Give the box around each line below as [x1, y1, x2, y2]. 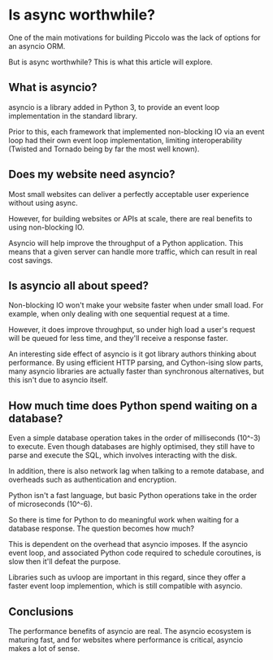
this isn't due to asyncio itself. [8, 375, 108, 385]
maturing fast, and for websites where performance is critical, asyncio [8, 635, 244, 645]
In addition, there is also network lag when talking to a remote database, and [8, 466, 265, 476]
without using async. [8, 198, 79, 208]
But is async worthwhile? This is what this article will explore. [8, 57, 213, 67]
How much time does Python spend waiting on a [8, 399, 258, 413]
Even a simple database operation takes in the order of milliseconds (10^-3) [8, 433, 262, 443]
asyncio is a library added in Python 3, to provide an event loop [8, 102, 220, 111]
